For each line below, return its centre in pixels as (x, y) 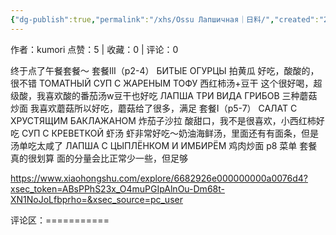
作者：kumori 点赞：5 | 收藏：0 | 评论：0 (94, 49)
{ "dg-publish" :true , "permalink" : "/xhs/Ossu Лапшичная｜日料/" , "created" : (165, 19)
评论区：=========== (60, 220)
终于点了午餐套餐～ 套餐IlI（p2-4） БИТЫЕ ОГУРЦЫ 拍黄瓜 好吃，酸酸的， (165, 70)
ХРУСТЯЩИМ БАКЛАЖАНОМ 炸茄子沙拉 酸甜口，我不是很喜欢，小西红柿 (163, 120)
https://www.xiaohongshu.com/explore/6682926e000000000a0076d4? (159, 178)
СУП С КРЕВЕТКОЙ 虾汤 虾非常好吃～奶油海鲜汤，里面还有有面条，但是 (170, 133)
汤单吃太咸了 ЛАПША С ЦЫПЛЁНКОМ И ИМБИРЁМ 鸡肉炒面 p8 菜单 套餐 (164, 145)
